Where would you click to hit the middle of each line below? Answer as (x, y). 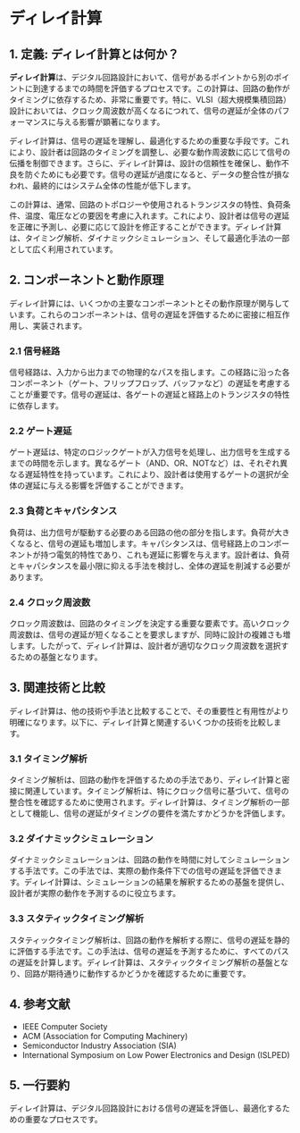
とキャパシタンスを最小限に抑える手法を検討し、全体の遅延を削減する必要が (150, 566)
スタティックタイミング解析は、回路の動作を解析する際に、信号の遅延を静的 (150, 940)
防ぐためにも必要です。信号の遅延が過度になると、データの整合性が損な (157, 174)
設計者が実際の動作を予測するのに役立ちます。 (95, 894)
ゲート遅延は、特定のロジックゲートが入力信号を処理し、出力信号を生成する (150, 452)
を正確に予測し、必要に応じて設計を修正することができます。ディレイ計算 (146, 227)
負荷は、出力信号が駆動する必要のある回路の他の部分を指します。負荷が (142, 532)
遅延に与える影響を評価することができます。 (107, 486)
